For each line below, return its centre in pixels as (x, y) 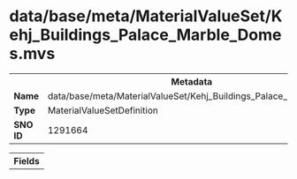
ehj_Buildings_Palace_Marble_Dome (145, 35)
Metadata (192, 81)
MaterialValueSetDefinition (103, 110)
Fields (27, 160)
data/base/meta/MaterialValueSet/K (146, 16)
